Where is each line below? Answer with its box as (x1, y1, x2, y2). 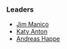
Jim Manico (16, 20, 49, 29)
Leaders (6, 5, 35, 14)
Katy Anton (16, 27, 48, 35)
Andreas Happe (16, 35, 60, 43)
